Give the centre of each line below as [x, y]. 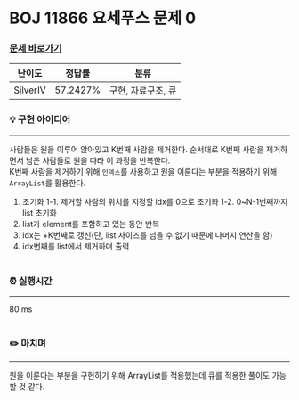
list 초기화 [40, 212]
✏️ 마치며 [28, 343]
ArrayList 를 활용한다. [48, 183]
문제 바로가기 [36, 48]
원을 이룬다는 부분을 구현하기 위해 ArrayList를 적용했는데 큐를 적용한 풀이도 [140, 376]
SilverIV [30, 90]
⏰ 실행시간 [31, 281]
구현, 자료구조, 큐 [143, 91]
